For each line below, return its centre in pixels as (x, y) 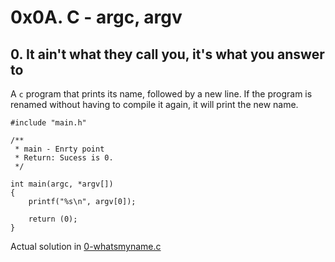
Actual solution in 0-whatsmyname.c (86, 246)
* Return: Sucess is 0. (64, 158)
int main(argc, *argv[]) (62, 184)
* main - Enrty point (59, 149)
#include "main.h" (48, 123)
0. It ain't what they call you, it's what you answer (167, 54)
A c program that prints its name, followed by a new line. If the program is (161, 94)
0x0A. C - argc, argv (96, 17)
